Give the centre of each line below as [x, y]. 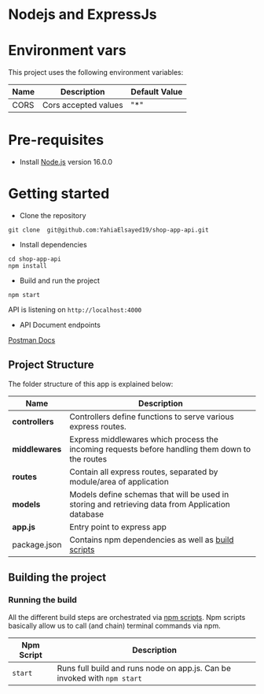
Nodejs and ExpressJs [82, 15]
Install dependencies [53, 245]
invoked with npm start [100, 677]
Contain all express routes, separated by [144, 472]
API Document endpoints [60, 325]
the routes [88, 458]
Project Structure [51, 365]
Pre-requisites [56, 140]
